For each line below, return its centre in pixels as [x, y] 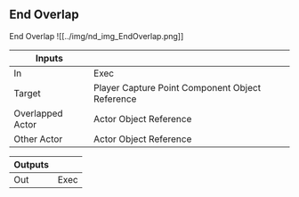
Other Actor [38, 139]
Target [28, 93]
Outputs [31, 164]
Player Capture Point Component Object [177, 87]
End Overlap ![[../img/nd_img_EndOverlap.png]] [97, 36]
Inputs [49, 58]
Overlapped [39, 113]
